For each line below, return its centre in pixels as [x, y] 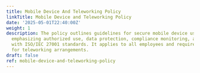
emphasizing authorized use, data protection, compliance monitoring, [101, 39]
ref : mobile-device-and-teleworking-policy [61, 61]
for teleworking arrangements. [50, 50]
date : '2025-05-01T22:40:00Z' [44, 22]
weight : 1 [18, 28]
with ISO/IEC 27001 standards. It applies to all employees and [93, 45]
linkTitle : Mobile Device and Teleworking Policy [69, 17]
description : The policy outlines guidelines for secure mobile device [97, 34]
